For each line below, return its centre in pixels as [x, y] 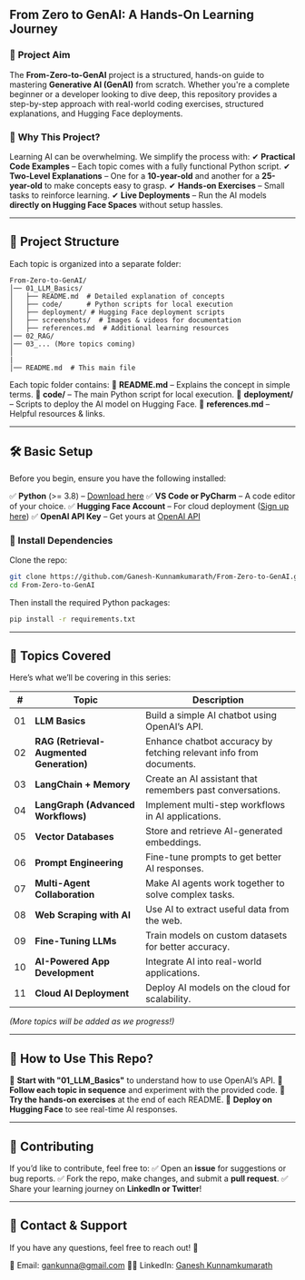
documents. [171, 764]
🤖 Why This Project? [55, 137]
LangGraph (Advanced [85, 805]
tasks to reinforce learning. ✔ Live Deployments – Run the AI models [138, 195]
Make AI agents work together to [215, 883]
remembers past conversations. [213, 791]
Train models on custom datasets [216, 936]
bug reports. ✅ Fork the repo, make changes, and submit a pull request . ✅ [149, 1178]
